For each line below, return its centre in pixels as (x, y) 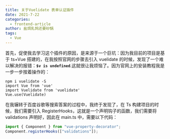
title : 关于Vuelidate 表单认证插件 (40, 10)
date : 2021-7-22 (22, 15)
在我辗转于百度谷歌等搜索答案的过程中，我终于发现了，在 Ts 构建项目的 (80, 104)
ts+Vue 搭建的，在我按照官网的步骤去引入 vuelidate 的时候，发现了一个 (85, 59)
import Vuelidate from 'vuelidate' (43, 90)
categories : (18, 19)
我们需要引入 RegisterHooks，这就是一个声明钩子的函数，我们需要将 (85, 111)
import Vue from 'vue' (29, 86)
